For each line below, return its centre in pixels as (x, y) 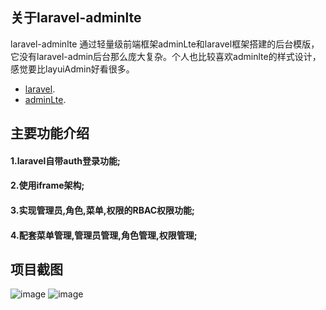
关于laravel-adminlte (76, 18)
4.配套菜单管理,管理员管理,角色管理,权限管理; (104, 235)
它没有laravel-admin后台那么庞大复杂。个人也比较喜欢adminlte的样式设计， (166, 56)
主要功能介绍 (50, 133)
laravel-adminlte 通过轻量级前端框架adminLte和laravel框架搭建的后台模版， (165, 44)
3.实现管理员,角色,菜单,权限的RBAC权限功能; (102, 210)
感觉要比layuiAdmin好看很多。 (72, 69)
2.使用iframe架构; (47, 185)
